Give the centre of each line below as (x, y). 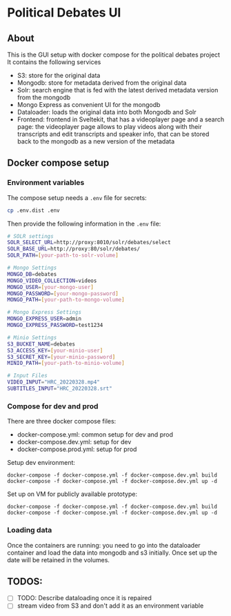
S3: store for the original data (59, 75)
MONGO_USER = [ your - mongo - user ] (51, 287)
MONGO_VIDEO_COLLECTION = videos (52, 281)
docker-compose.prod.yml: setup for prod (77, 449)
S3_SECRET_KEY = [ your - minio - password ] (61, 357)
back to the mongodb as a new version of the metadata (96, 141)
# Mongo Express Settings (44, 312)
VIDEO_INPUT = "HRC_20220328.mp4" (53, 382)
